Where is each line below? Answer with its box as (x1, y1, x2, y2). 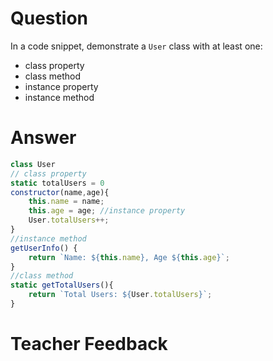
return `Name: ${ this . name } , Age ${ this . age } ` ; (28, 252, 230, 262)
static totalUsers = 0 (10, 178, 105, 188)
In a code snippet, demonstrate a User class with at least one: (10, 40, 263, 52)
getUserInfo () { (10, 243, 78, 253)
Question (10, 7, 88, 30)
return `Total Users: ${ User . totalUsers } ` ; (28, 290, 213, 300)
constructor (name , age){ (10, 187, 110, 197)
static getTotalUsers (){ (10, 280, 114, 291)
